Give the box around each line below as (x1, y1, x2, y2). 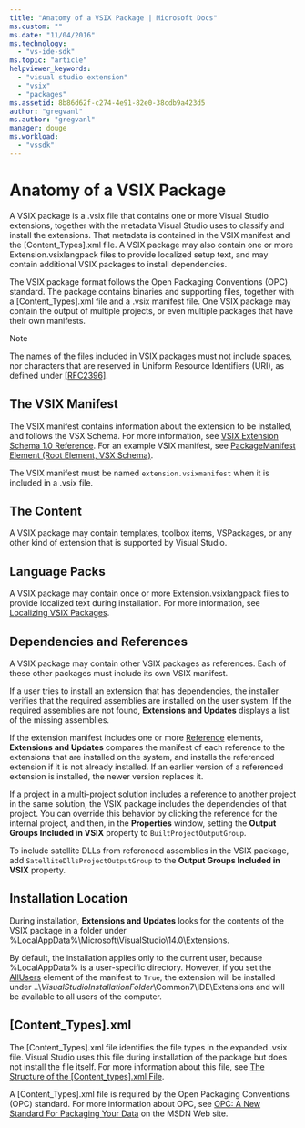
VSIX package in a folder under (9, 924, 127, 935)
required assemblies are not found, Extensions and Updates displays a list (9, 705, 290, 715)
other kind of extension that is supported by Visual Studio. (9, 538, 228, 548)
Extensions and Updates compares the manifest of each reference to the (9, 741, 285, 753)
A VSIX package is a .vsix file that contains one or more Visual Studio (9, 210, 269, 221)
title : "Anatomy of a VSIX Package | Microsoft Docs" (9, 13, 219, 23)
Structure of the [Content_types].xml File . (9, 1071, 165, 1081)
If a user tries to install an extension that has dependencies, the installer (9, 685, 280, 696)
